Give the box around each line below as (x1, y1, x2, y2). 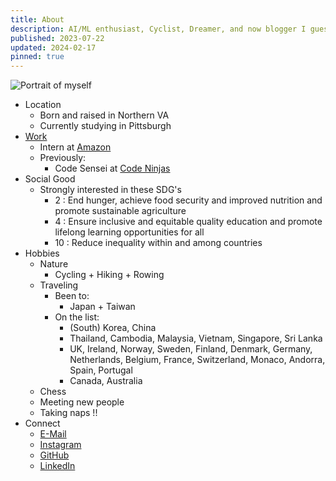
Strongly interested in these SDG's (39, 184, 182, 196)
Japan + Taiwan (69, 301, 136, 313)
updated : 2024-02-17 (10, 42, 97, 53)
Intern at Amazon (39, 141, 112, 153)
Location (24, 99, 62, 111)
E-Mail (39, 428, 67, 440)
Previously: (39, 152, 87, 164)
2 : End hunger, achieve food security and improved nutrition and (54, 194, 323, 206)
